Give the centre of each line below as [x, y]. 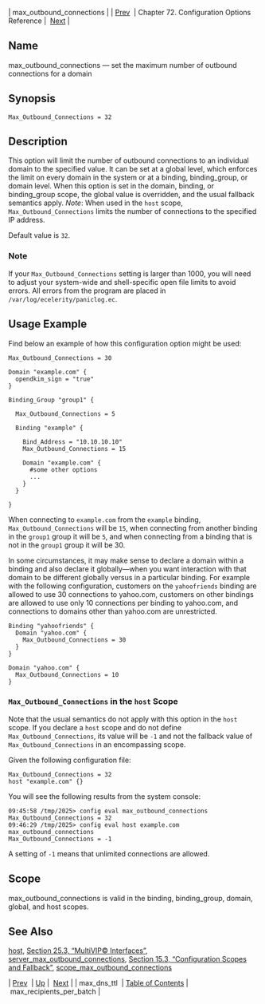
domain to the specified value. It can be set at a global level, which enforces [133, 169]
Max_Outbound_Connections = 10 [67, 674]
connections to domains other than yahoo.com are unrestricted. [113, 611]
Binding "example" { [49, 428]
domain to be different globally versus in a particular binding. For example [129, 577]
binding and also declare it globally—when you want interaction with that [127, 569]
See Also [31, 932]
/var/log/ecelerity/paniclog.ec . [63, 298]
